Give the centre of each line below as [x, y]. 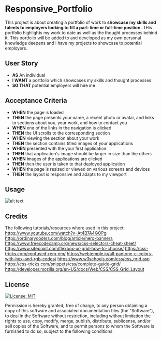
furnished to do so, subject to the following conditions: [59, 331]
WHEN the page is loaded [38, 112]
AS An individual [29, 75]
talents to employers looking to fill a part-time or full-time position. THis [79, 27]
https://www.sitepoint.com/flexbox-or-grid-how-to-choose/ [65, 249]
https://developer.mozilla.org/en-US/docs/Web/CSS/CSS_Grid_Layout [74, 269]
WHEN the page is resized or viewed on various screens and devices [81, 169]
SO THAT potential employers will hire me [54, 85]
